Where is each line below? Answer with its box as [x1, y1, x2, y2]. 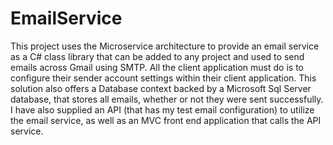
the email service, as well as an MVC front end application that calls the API [10, 114, 322, 126]
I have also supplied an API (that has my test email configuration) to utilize [10, 103, 315, 116]
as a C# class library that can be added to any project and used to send [10, 50, 305, 62]
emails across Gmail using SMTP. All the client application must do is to [10, 61, 304, 73]
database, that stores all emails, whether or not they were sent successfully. [10, 93, 324, 105]
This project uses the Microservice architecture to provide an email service [10, 40, 320, 52]
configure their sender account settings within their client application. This [10, 72, 317, 84]
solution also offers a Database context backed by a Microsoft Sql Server [10, 82, 312, 94]
